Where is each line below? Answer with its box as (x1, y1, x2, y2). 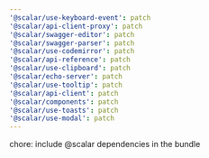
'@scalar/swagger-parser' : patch (9, 38, 135, 48)
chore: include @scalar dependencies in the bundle (9, 139, 201, 150)
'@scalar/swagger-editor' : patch (9, 30, 135, 39)
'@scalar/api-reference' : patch (9, 55, 131, 64)
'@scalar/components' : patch (9, 97, 119, 107)
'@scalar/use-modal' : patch (9, 114, 115, 123)
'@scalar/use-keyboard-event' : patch (9, 13, 151, 23)
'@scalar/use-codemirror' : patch (9, 47, 135, 56)
